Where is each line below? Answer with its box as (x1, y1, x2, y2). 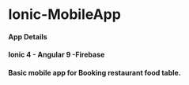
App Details (8, 31, 47, 41)
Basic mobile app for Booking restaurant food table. (8, 68, 182, 77)
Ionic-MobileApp (8, 6, 121, 24)
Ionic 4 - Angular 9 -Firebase (8, 50, 105, 60)
